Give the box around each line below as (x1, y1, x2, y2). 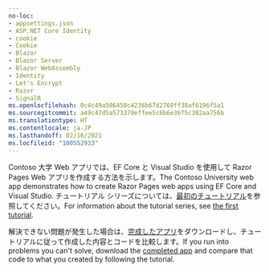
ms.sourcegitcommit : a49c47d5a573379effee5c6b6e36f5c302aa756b (8, 109, 225, 117)
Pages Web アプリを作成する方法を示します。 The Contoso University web (8, 172, 255, 182)
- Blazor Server (8, 57, 63, 65)
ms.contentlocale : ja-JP (8, 124, 92, 132)
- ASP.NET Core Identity (8, 27, 92, 35)
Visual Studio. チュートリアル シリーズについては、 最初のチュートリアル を (8, 191, 255, 200)
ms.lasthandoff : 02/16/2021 (8, 131, 103, 139)
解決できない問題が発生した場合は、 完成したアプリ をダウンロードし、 (8, 226, 241, 236)
